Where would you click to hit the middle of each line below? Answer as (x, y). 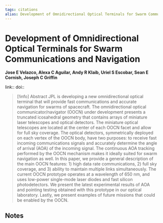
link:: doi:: (15, 87)
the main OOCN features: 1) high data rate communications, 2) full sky (87, 164)
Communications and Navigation (73, 59)
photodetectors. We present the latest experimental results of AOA (83, 185)
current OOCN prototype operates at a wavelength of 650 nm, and (83, 174)
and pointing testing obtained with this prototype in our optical (79, 190)
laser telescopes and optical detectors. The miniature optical (77, 122)
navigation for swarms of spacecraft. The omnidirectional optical (81, 107)
